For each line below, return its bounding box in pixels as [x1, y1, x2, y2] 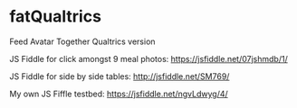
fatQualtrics [9, 6, 102, 27]
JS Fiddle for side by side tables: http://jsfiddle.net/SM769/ [9, 70, 230, 82]
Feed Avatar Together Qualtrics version [9, 36, 156, 47]
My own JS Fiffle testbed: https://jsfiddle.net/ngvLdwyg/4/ [9, 88, 228, 99]
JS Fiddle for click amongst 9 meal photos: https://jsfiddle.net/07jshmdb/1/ [9, 53, 288, 64]
